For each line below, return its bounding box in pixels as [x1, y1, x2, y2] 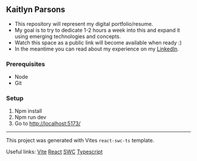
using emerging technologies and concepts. [14, 32, 121, 40]
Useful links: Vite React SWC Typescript [6, 148, 103, 155]
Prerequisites [6, 60, 45, 68]
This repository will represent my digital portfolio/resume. [14, 20, 154, 27]
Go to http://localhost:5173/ [14, 120, 81, 127]
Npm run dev [14, 114, 47, 121]
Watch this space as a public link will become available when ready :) [14, 39, 182, 46]
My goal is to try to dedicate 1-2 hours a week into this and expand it [14, 26, 181, 33]
